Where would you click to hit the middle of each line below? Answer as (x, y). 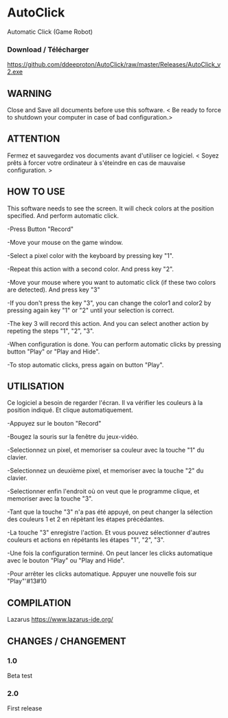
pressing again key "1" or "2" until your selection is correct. (91, 310)
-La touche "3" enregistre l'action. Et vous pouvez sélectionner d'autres (109, 533)
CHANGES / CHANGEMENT (67, 641)
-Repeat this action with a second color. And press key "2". (90, 269)
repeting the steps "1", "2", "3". (51, 331)
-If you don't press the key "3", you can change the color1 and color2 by (109, 303)
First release (25, 708)
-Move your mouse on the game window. (65, 242)
